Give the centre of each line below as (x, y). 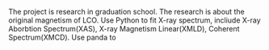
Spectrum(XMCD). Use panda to (62, 37)
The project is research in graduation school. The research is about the (126, 12)
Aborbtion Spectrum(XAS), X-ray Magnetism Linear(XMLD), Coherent (124, 29)
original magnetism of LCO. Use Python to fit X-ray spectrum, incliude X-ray (134, 20)
